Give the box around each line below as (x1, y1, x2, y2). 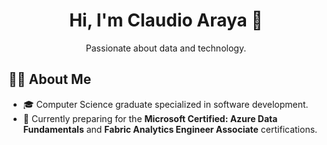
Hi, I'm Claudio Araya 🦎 (69, 9, 263, 32)
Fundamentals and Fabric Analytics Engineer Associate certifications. (22, 123, 318, 135)
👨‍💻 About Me (8, 71, 92, 88)
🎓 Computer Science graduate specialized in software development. (22, 98, 309, 110)
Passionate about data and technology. (85, 42, 247, 54)
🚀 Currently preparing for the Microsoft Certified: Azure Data (22, 112, 278, 124)
